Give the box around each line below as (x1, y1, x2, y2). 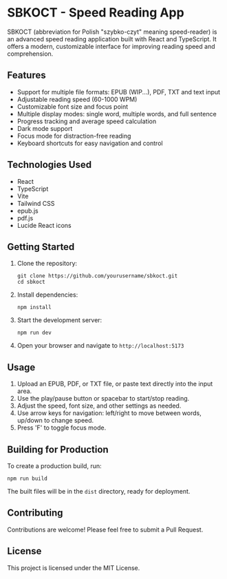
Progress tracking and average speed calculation (17, 117, 157, 125)
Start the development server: (17, 316, 102, 324)
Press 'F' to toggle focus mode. (17, 423, 107, 432)
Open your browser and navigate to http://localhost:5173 (17, 341, 184, 350)
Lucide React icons (17, 221, 72, 229)
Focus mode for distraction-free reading (17, 131, 131, 140)
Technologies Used (7, 159, 91, 171)
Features (7, 70, 46, 81)
